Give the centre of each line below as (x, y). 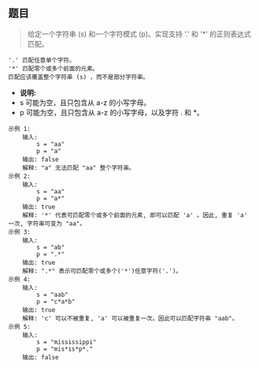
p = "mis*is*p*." (65, 349)
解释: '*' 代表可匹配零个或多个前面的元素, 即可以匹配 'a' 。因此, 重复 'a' (135, 215)
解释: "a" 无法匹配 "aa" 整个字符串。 (79, 167)
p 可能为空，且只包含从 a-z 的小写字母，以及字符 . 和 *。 (112, 112)
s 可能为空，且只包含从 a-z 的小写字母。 (85, 102)
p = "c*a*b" (56, 302)
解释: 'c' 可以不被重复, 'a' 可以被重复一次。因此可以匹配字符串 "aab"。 (130, 318)
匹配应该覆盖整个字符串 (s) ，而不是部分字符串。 (79, 77)
